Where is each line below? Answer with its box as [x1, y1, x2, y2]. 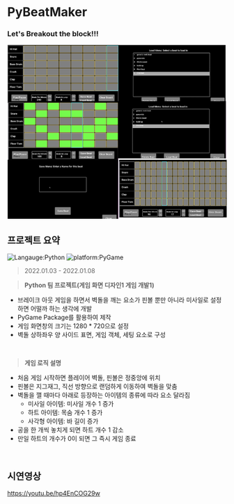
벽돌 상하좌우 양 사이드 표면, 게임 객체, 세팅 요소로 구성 [17, 331, 166, 339]
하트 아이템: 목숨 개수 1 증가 [27, 408, 103, 417]
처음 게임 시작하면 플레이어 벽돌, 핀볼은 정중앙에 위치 [17, 373, 161, 382]
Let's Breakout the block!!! [7, 29, 99, 39]
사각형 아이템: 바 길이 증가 [27, 417, 99, 425]
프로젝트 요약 [7, 234, 61, 246]
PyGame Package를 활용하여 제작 [17, 314, 111, 322]
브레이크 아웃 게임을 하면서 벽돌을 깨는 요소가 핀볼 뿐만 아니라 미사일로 [17, 296, 209, 304]
